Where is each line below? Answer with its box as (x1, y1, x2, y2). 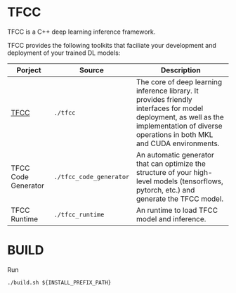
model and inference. (136, 214, 206, 223)
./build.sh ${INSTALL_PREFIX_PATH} (7, 279, 112, 286)
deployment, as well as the (136, 112, 225, 122)
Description (160, 65, 202, 74)
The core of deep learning (136, 77, 223, 86)
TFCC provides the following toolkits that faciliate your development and (7, 41, 216, 49)
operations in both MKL (136, 129, 214, 139)
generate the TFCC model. (136, 194, 224, 204)
